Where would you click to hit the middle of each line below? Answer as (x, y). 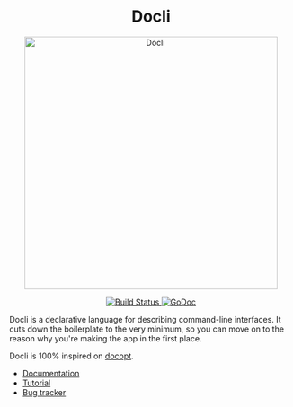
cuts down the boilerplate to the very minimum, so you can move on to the (147, 329)
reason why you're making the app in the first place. (106, 338)
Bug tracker (44, 392)
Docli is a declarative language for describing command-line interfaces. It (145, 319)
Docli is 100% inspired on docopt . (71, 356)
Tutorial (36, 383)
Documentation (51, 373)
